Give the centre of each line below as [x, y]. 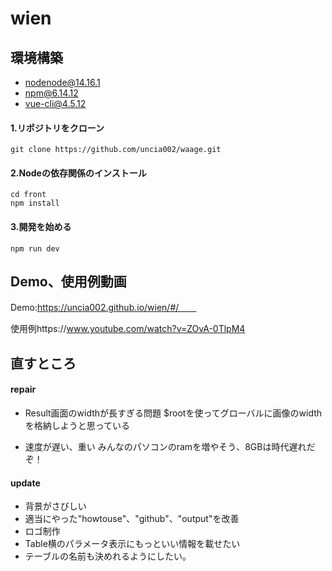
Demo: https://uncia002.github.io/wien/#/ [95, 308]
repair [23, 389]
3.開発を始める [41, 226]
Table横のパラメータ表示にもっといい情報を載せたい [132, 544]
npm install [35, 203]
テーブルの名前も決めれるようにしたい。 [108, 556]
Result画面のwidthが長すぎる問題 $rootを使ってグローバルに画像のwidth [173, 413]
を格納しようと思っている [77, 426]
